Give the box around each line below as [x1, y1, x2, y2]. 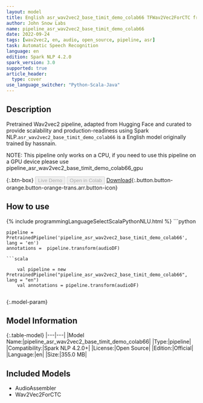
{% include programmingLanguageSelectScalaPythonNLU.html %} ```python [6, 217, 196, 224]
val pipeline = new [17, 266, 66, 272]
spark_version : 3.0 [6, 59, 56, 65]
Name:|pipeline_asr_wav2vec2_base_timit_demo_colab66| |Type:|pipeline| [6, 338, 192, 346]
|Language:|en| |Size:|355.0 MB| [6, 351, 88, 358]
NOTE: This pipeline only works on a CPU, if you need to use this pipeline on [6, 151, 196, 159]
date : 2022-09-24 [6, 31, 50, 38]
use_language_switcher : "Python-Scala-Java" [6, 82, 120, 88]
